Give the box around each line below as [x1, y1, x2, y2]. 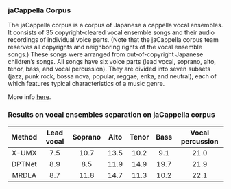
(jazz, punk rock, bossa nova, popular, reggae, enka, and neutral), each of [8, 72, 217, 80]
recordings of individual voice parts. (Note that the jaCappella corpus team [8, 36, 219, 44]
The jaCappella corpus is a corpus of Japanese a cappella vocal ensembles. [8, 21, 223, 30]
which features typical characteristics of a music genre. [8, 80, 165, 88]
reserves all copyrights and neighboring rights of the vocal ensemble [8, 43, 203, 52]
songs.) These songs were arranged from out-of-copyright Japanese [8, 50, 204, 58]
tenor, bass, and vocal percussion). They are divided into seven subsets [8, 65, 211, 74]
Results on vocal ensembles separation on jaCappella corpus [8, 110, 215, 120]
